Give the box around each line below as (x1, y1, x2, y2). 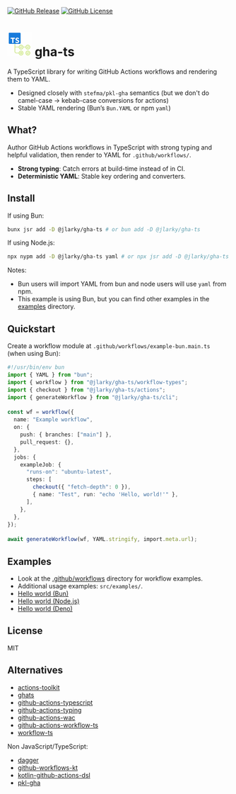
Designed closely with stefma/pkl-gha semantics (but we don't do (17, 89, 210, 97)
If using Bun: (7, 211, 45, 220)
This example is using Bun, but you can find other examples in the (17, 295, 210, 303)
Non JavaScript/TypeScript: (7, 742, 88, 751)
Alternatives (7, 664, 64, 676)
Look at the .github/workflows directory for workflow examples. (17, 574, 203, 583)
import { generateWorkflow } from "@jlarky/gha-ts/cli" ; (7, 393, 179, 401)
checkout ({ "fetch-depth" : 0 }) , (33, 483, 131, 491)
